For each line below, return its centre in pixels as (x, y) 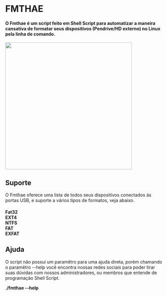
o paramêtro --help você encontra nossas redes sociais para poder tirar (80, 267)
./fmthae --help (22, 288)
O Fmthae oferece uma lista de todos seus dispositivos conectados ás (78, 195)
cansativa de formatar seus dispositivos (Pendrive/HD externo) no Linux (83, 28)
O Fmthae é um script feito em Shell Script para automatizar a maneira (80, 23)
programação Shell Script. (32, 278)
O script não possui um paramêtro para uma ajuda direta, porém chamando (84, 261)
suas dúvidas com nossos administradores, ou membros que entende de (81, 273)
